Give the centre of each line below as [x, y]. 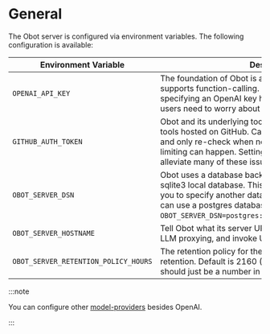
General [35, 14]
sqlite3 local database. [203, 184]
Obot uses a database [202, 175]
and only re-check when [207, 142]
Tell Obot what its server [206, 228]
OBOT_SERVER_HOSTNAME [53, 233]
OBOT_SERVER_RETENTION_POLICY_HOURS [82, 261]
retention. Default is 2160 [209, 261]
